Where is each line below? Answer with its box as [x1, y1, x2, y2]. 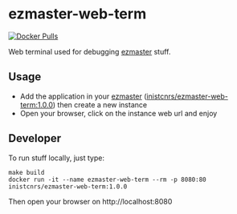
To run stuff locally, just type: [8, 153, 104, 163]
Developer [8, 131, 62, 145]
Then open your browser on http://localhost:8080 [8, 196, 173, 206]
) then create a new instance [52, 99, 147, 109]
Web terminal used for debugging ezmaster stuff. [8, 46, 171, 56]
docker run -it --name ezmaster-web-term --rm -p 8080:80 [8, 176, 206, 184]
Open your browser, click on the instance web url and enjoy [19, 108, 218, 118]
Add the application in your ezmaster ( [19, 91, 147, 101]
